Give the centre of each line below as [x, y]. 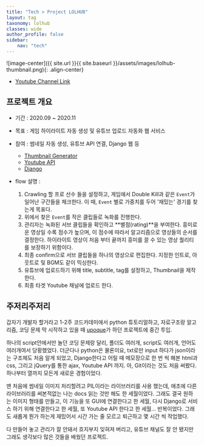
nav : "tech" [32, 46]
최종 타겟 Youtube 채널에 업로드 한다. [69, 285]
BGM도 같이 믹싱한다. [72, 262]
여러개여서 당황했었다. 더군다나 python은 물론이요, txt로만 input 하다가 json [96, 350]
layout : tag [21, 18]
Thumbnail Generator [51, 156]
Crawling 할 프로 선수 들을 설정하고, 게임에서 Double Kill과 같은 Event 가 [110, 194]
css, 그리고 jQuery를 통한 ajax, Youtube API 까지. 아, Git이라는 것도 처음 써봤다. [102, 365]
